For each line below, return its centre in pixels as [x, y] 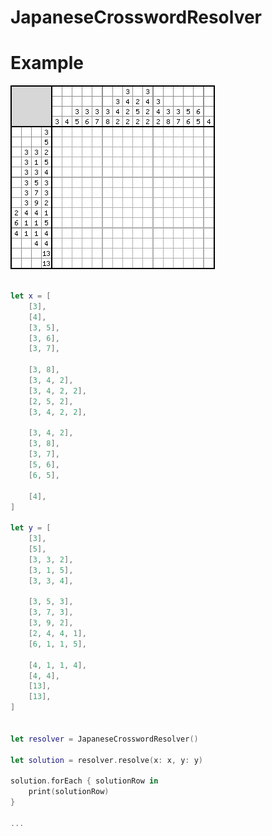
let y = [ [31, 528]
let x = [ [31, 296]
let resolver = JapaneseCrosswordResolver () [104, 739]
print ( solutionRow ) [69, 792]
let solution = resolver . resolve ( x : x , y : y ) [107, 760]
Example [47, 63]
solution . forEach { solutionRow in [84, 781]
